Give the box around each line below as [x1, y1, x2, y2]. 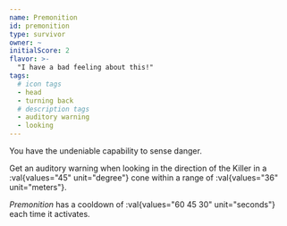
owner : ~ [9, 38, 42, 47]
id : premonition [9, 21, 70, 30]
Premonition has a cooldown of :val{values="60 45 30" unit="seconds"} [9, 199, 275, 210]
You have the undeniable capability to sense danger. [9, 146, 203, 156]
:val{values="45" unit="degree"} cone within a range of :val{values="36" [9, 172, 279, 183]
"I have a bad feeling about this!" [17, 63, 154, 72]
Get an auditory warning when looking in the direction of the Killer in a [9, 163, 267, 173]
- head [17, 88, 42, 96]
